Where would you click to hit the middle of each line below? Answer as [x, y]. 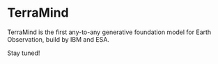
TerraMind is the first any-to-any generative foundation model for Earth [109, 32]
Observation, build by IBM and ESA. [59, 39]
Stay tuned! [24, 53]
